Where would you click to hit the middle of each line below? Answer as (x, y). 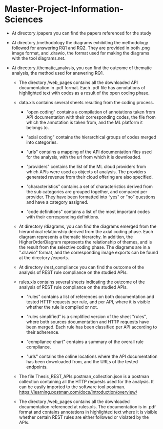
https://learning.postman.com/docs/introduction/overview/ (78, 392)
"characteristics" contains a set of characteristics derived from (90, 186)
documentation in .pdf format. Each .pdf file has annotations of (82, 87)
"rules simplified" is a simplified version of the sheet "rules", (87, 316)
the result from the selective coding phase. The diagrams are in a (84, 247)
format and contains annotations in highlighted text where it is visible (88, 412)
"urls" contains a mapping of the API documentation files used (89, 152)
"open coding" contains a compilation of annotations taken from (91, 112)
